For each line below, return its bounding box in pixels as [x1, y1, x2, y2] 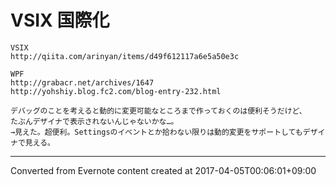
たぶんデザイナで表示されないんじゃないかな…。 [10, 116, 179, 126]
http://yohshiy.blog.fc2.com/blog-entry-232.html [10, 86, 222, 96]
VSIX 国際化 [10, 9, 110, 32]
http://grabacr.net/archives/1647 [10, 77, 155, 88]
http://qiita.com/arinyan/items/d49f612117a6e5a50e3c [10, 51, 240, 61]
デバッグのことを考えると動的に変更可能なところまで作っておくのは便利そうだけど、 [10, 106, 307, 116]
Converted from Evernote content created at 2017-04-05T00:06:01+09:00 [10, 164, 317, 176]
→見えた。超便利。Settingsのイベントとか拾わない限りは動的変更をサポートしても [10, 127, 303, 137]
